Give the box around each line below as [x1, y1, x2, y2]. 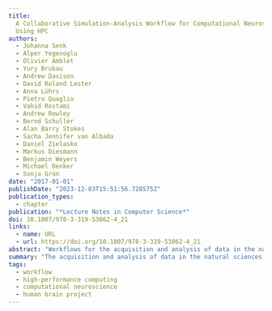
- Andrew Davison [15, 72, 74, 80]
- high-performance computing [15, 275, 117, 283]
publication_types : [8, 192, 74, 201]
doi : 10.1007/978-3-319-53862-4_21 [8, 215, 129, 224]
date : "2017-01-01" [8, 177, 74, 186]
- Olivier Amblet [15, 58, 74, 66]
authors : [8, 34, 38, 43]
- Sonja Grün [15, 170, 60, 178]
